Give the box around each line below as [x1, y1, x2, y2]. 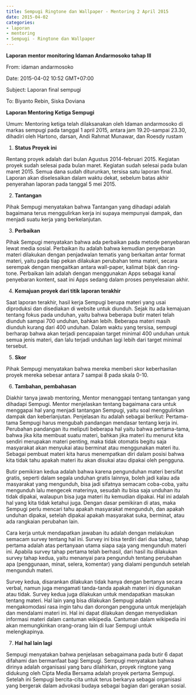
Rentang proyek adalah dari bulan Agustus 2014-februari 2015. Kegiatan [6, 156, 180, 162]
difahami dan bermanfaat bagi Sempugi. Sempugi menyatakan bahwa [6, 657, 174, 664]
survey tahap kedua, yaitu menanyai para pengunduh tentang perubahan [6, 555, 182, 561]
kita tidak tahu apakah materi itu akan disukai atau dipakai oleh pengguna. [6, 456, 185, 464]
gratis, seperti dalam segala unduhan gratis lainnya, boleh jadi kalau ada [6, 474, 180, 481]
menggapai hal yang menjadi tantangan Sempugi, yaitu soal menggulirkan [6, 407, 185, 414]
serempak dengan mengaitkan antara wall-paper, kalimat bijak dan [6, 264, 167, 270]
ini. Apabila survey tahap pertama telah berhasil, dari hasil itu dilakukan [6, 548, 177, 555]
